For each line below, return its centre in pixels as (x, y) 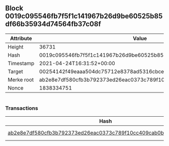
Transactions (22, 108)
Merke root (21, 79)
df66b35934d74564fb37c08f (53, 24)
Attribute (21, 38)
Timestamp (21, 63)
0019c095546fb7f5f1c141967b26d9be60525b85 (84, 16)
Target (16, 71)
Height (16, 46)
